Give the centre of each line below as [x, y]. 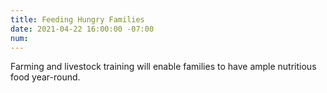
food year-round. [45, 77]
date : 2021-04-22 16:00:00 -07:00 [82, 29]
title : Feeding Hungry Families [77, 19]
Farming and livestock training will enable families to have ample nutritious [163, 67]
